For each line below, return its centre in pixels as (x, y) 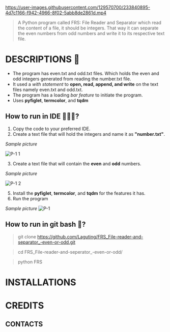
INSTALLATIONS (41, 282)
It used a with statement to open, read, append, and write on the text (86, 84)
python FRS (30, 262)
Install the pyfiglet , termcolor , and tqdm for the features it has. (79, 193)
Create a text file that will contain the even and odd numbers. (77, 163)
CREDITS (25, 305)
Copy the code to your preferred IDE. (51, 129)
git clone (27, 236)
